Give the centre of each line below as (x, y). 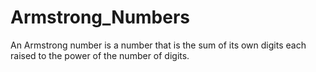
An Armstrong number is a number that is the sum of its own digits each (158, 45)
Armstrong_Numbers (100, 17)
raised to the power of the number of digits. (100, 55)
